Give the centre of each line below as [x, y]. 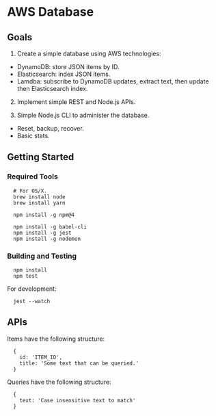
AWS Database [51, 12]
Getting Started [41, 157]
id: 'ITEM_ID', [41, 357]
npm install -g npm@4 [44, 215]
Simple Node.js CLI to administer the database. [83, 115]
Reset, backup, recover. [50, 128]
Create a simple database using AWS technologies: [89, 53]
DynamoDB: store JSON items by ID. [68, 67]
